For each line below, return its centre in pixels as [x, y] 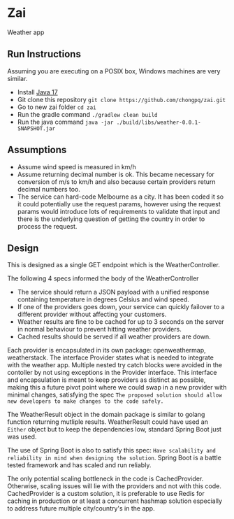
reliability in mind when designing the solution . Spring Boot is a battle [114, 458]
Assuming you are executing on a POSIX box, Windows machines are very [114, 71]
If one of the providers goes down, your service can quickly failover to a [121, 307]
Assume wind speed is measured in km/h [76, 166]
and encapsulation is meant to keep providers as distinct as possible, [107, 380]
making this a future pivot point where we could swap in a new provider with [117, 388]
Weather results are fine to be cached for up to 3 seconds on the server [121, 322]
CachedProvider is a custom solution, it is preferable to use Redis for [106, 494]
